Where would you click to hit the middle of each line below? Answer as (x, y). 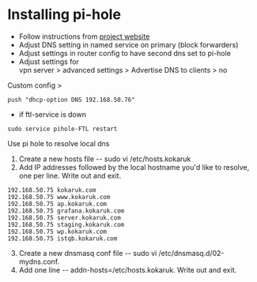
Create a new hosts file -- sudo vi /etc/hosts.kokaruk (105, 159)
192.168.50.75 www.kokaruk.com (59, 197)
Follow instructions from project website (84, 36)
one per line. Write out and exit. (70, 175)
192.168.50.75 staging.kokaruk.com (66, 224)
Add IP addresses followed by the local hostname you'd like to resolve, (134, 167)
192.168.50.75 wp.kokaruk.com (57, 231)
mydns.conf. (39, 261)
